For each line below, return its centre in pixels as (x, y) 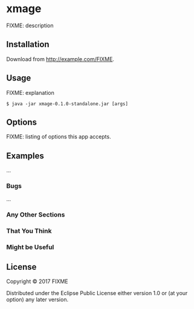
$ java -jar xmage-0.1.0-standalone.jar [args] (67, 104)
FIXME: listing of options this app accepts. (59, 137)
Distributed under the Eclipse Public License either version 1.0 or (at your (97, 293)
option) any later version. (37, 300)
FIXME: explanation (30, 93)
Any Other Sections (36, 215)
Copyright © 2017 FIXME (37, 281)
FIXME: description (30, 25)
